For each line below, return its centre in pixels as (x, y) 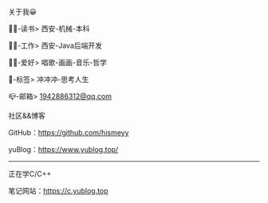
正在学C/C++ (30, 174)
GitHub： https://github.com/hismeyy (69, 133)
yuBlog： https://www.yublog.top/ (63, 149)
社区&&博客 (27, 115)
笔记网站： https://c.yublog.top (59, 191)
